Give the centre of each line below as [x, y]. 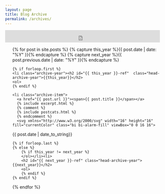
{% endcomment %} [35, 116]
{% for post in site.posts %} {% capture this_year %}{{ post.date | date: [84, 49]
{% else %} [23, 148]
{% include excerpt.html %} [46, 104]
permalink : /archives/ [28, 19]
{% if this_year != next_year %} [55, 152]
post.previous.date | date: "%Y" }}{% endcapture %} [66, 60]
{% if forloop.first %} [37, 69]
